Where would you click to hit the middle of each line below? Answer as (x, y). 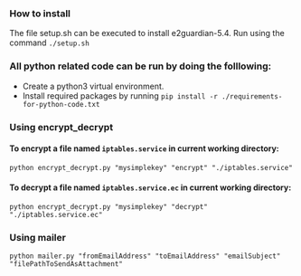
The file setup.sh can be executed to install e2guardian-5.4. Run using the (147, 33)
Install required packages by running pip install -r (120, 95)
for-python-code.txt (61, 104)
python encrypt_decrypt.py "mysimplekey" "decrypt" (108, 206)
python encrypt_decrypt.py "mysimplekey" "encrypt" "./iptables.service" (151, 167)
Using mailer (38, 237)
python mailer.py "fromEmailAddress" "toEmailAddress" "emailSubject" (145, 256)
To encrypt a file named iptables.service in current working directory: (145, 148)
